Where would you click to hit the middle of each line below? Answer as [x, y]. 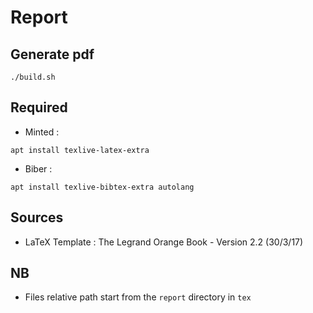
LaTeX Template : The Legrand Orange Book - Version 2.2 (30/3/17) [164, 242]
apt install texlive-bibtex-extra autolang [102, 187]
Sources [37, 217]
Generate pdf [52, 54]
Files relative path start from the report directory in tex [138, 297]
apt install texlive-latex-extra [80, 150]
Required [39, 107]
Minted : [42, 132]
